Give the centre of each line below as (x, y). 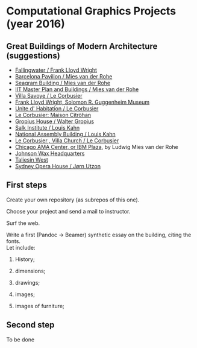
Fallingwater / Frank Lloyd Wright (56, 70)
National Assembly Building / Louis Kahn (65, 134)
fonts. (14, 241)
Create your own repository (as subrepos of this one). (73, 200)
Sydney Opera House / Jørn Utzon (58, 166)
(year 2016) (36, 24)
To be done (20, 340)
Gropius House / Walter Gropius (55, 121)
